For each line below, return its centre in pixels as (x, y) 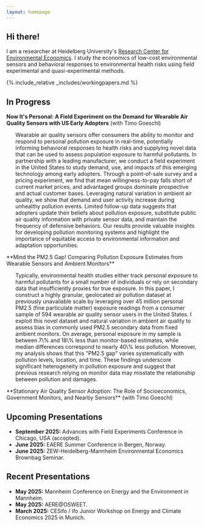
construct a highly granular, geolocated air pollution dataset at (93, 295)
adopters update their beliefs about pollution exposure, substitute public (106, 213)
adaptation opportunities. (47, 246)
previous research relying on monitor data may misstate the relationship (105, 373)
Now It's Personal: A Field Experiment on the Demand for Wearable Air (97, 117)
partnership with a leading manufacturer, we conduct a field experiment (105, 161)
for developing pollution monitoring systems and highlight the (92, 232)
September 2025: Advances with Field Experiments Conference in (99, 432)
